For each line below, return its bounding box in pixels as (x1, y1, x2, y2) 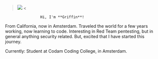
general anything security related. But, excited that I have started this (5, 34, 145, 39)
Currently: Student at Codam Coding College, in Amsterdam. (5, 48, 128, 54)
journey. (5, 39, 22, 44)
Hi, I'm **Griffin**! (40, 15, 84, 20)
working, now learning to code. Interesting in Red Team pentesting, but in (5, 28, 154, 34)
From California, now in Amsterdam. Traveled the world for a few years (5, 23, 148, 29)
